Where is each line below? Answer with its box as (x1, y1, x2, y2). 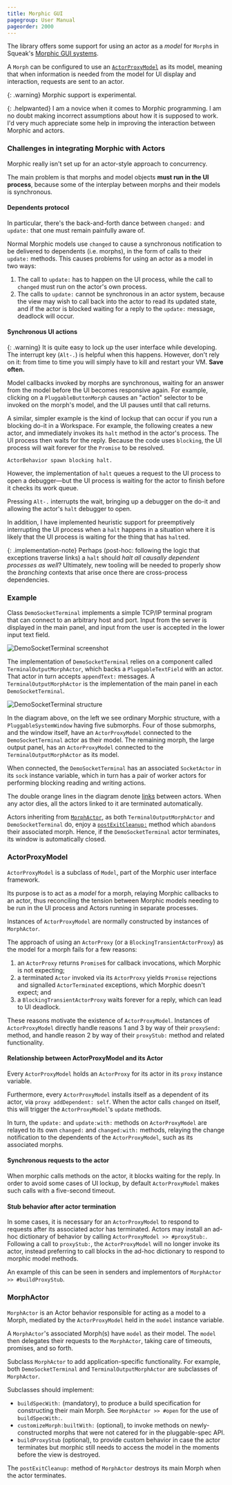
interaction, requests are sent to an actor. (7, 78, 124, 86)
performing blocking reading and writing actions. (7, 779, 146, 787)
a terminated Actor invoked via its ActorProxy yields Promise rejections (17, 973, 217, 981)
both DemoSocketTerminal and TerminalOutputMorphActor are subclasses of (7, 1364, 218, 1373)
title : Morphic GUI (7, 10, 64, 17)
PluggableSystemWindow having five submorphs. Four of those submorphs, (7, 721, 216, 729)
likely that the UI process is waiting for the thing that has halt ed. (7, 533, 191, 541)
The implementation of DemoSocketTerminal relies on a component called (7, 657, 213, 666)
